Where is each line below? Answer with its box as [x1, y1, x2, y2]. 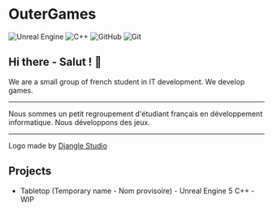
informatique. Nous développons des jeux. [8, 117, 150, 127]
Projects [8, 164, 52, 179]
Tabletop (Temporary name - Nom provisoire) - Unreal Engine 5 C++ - [19, 186, 255, 196]
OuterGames [8, 5, 97, 24]
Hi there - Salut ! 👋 [8, 55, 102, 69]
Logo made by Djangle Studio [8, 140, 108, 150]
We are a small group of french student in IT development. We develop [8, 76, 245, 86]
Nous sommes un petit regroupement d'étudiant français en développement [8, 109, 262, 118]
